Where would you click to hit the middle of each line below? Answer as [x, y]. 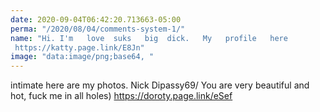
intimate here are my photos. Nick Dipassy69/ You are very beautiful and [160, 85]
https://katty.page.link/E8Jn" [79, 47]
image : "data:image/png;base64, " [82, 57]
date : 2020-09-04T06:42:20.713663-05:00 [96, 19]
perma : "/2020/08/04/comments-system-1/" [98, 29]
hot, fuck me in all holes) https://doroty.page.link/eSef [121, 96]
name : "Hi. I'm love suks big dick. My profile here [149, 38]
